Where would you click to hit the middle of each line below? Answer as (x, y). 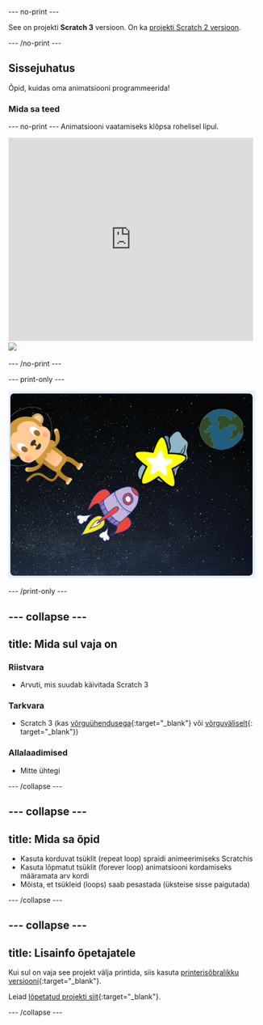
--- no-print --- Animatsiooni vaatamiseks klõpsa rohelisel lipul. (114, 127)
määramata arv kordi (54, 875)
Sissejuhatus (42, 68)
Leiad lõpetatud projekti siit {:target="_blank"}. (85, 997)
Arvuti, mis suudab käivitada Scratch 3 (84, 685)
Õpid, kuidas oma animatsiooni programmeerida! (89, 87)
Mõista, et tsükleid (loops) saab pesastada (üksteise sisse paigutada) (135, 884)
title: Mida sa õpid (54, 839)
